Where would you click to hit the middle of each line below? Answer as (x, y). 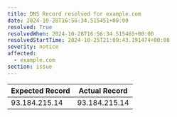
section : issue (30, 67)
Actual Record (103, 91)
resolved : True (30, 27)
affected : (22, 54)
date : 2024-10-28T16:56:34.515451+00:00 (68, 21)
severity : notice (33, 47)
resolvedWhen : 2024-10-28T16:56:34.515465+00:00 (81, 34)
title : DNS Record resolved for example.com (74, 14)
